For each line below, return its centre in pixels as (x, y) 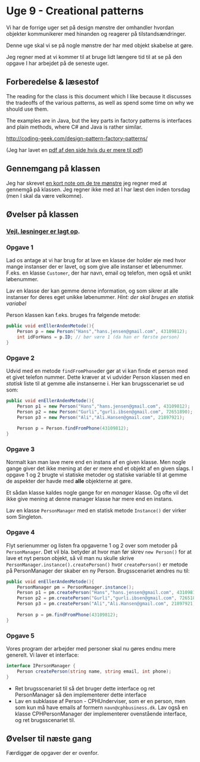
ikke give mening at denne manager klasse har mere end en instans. (90, 499)
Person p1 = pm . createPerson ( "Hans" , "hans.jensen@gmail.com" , (96, 593)
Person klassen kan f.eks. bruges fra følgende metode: (74, 315)
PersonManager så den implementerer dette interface (81, 695)
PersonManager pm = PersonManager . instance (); (76, 587)
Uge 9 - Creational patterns (75, 11)
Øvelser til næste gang (49, 739)
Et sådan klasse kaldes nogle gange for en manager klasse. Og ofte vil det (97, 493)
